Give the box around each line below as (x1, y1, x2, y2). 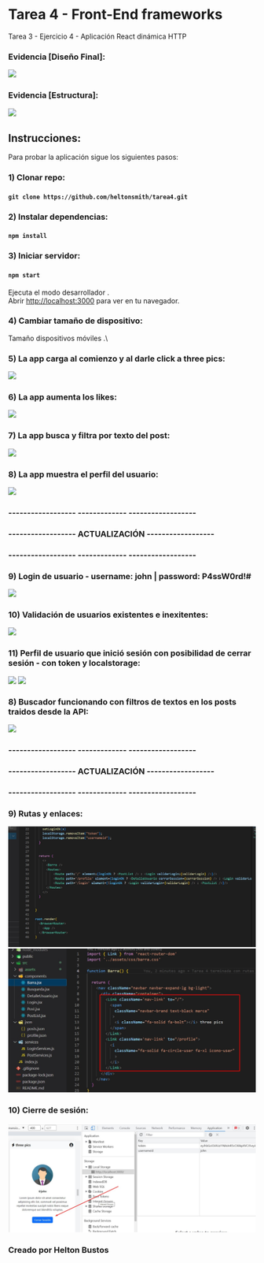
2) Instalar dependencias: (8, 211, 108, 222)
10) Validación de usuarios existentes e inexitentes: (8, 609, 209, 620)
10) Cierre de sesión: (8, 1105, 89, 1116)
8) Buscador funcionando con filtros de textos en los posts (8, 696, 237, 707)
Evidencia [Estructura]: (8, 90, 99, 101)
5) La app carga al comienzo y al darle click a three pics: (8, 353, 225, 364)
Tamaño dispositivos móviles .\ (8, 333, 108, 343)
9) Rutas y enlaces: (8, 808, 83, 819)
